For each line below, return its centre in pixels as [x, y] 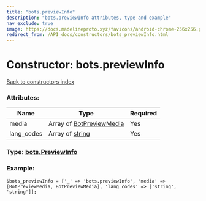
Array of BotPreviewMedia [86, 124]
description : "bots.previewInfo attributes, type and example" [89, 18]
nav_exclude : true [30, 23]
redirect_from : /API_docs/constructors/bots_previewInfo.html [87, 35]
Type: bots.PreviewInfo [42, 152]
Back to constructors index [40, 82]
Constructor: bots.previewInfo [86, 65]
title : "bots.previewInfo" [41, 12]
